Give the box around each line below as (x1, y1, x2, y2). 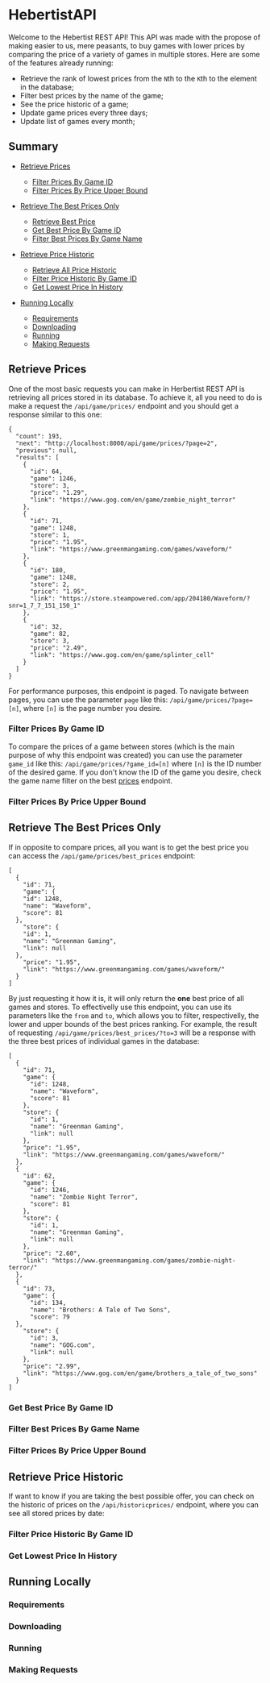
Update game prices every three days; (19, 107, 148, 118)
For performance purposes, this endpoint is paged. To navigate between (8, 686, 249, 696)
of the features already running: (8, 58, 114, 68)
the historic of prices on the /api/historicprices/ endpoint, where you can (8, 1500, 260, 1510)
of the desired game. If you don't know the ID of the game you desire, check (8, 767, 262, 777)
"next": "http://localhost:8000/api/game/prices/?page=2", (15, 439, 218, 447)
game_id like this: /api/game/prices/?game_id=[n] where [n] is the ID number (8, 758, 262, 768)
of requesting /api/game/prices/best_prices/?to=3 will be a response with (8, 1028, 256, 1037)
